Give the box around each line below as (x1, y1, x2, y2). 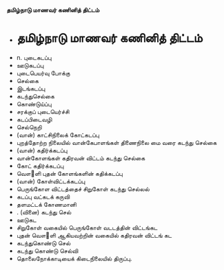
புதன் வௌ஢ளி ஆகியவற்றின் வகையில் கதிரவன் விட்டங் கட (16, 231, 172, 239)
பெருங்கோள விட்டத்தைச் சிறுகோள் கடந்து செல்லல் (16, 185, 150, 193)
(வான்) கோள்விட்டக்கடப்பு (16, 177, 85, 185)
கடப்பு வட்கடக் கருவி (16, 192, 70, 201)
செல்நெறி (16, 123, 42, 131)
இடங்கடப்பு (16, 84, 45, 92)
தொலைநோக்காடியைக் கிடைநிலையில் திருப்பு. (16, 254, 132, 262)
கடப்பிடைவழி (16, 115, 52, 123)
